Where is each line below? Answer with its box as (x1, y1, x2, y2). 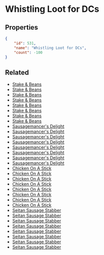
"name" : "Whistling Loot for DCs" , (14, 45, 87, 50)
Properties (5, 23, 38, 32)
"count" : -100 (14, 50, 43, 55)
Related (5, 68, 29, 77)
